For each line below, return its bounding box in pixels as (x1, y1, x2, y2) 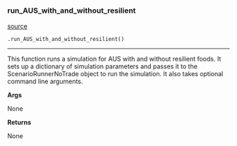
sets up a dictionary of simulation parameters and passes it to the (7, 62, 197, 71)
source (7, 22, 28, 30)
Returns (7, 118, 32, 127)
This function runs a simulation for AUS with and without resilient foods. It (7, 55, 221, 63)
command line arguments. (7, 77, 83, 86)
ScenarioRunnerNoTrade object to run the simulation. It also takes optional (7, 70, 224, 78)
